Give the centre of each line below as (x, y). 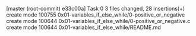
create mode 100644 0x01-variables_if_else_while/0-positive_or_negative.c (98, 21)
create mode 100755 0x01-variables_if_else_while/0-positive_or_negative (96, 15)
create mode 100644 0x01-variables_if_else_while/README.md (84, 27)
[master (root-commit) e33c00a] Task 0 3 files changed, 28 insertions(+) (96, 9)
